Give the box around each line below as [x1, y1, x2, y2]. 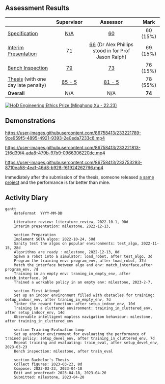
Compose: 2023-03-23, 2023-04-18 [14, 366, 82, 371]
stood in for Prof [92, 47, 130, 54]
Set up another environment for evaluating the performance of [14, 332, 146, 337]
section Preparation [14, 233, 56, 238]
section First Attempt [14, 288, 60, 294]
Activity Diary [5, 194, 48, 202]
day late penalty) [7, 81, 47, 88]
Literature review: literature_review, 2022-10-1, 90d [14, 219, 129, 225]
